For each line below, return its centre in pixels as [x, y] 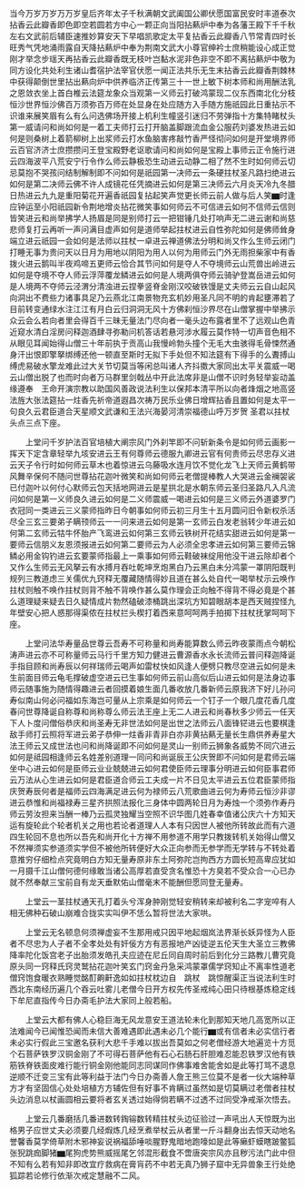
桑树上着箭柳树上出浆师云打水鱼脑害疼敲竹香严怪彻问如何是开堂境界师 [164, 138]
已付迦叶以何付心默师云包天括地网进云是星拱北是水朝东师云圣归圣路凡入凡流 [152, 488]
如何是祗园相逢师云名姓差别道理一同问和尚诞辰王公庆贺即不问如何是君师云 [148, 757]
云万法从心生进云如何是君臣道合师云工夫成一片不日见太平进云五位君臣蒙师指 [152, 780]
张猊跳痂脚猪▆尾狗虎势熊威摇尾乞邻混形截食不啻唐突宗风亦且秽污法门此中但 [152, 1153]
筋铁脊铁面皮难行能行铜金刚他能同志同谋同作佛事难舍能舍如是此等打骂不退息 [152, 1065]
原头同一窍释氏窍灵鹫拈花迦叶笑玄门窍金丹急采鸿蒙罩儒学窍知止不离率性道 [148, 966]
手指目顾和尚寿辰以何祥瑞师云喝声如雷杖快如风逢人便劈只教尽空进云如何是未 [152, 666]
